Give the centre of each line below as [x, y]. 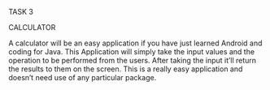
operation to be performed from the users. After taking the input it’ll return [133, 60]
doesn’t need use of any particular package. [83, 77]
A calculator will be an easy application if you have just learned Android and [135, 43]
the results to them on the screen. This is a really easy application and [126, 69]
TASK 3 [21, 12]
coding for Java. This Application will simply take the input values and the [131, 51]
